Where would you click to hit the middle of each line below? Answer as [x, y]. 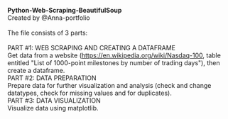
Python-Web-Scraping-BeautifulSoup [65, 10]
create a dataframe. [36, 70]
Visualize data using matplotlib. [53, 108]
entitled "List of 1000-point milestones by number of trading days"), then [114, 63]
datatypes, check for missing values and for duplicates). [89, 93]
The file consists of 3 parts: [48, 33]
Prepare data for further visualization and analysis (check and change [109, 85]
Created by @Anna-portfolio [49, 18]
